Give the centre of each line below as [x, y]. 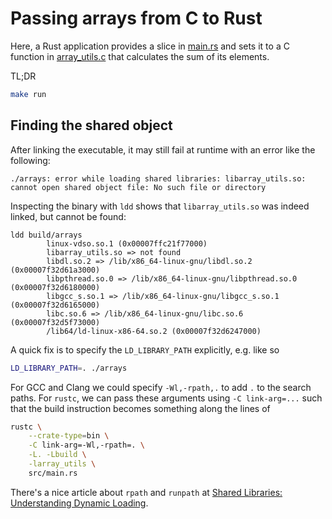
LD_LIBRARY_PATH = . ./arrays [69, 368]
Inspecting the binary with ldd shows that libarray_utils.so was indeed [160, 206]
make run [28, 94]
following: [30, 160]
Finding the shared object [91, 125]
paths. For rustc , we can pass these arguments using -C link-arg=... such [166, 398]
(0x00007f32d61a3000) [55, 270]
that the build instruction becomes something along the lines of [140, 408]
